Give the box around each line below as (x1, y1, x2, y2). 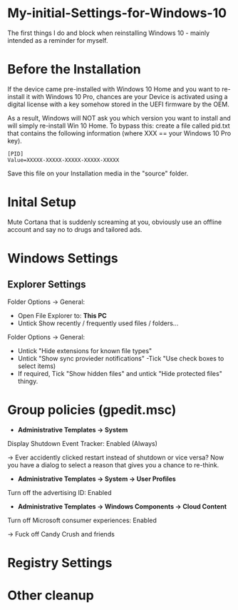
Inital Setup (7, 194, 77, 210)
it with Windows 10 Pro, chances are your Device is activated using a (26, 92, 228, 101)
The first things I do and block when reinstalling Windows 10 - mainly (7, 29, 210, 37)
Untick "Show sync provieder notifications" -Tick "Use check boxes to (17, 354, 224, 362)
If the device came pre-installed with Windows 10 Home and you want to (7, 84, 221, 93)
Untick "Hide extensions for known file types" (17, 346, 152, 355)
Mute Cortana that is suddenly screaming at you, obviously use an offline (7, 218, 222, 226)
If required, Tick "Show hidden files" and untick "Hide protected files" (17, 369, 222, 377)
